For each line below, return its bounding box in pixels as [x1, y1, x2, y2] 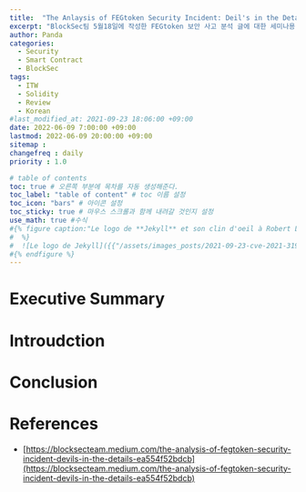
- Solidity [17, 89, 59, 98]
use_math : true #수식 [9, 216, 88, 225]
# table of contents [9, 174, 88, 183]
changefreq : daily [9, 148, 84, 157]
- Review [17, 97, 51, 107]
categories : [9, 38, 55, 48]
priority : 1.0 [9, 156, 67, 166]
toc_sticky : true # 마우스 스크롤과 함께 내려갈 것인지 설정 [9, 207, 214, 216]
